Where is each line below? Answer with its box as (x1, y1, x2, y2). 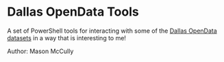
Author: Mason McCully (7, 47, 74, 55)
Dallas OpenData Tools (7, 4, 139, 20)
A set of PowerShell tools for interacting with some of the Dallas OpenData (7, 27, 217, 35)
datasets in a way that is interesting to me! (7, 33, 127, 42)
